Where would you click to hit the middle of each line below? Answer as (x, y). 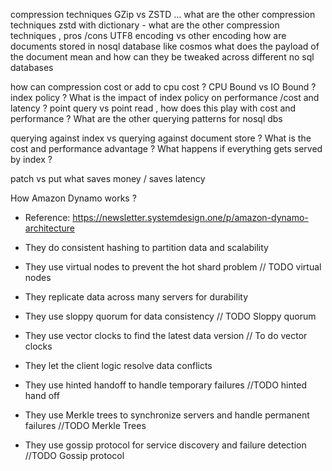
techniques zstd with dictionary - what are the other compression (145, 25)
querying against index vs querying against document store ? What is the (161, 138)
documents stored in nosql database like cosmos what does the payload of (165, 46)
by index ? (31, 159)
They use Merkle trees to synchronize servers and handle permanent (167, 415)
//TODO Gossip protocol (74, 455)
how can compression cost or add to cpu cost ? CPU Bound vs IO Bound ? (163, 87)
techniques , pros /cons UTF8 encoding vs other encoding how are (148, 35)
